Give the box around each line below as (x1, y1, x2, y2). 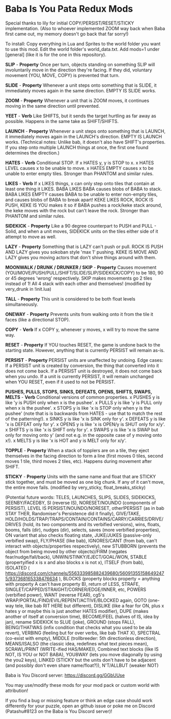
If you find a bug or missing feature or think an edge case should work (5, 697, 153, 703)
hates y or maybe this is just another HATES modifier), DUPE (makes (5, 608, 149, 614)
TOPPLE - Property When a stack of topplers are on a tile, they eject (5, 447, 149, 453)
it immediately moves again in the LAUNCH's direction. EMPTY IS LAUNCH (5, 133, 162, 139)
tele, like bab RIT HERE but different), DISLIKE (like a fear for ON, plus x (15, 603, 164, 609)
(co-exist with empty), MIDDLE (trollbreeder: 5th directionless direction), (5, 635, 157, 641)
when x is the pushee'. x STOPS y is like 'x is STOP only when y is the (5, 405, 151, 411)
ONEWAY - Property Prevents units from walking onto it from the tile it (5, 311, 154, 317)
